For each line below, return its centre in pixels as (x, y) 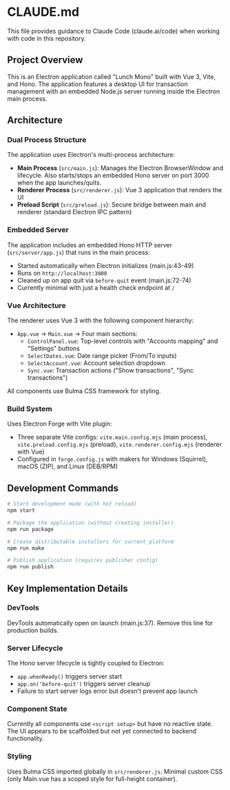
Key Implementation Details (68, 589)
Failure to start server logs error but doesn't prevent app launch (107, 691)
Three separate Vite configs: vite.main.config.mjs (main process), (112, 437)
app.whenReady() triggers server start (70, 676)
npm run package (30, 529)
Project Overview (45, 60)
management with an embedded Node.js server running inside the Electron (114, 91)
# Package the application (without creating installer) (91, 523)
